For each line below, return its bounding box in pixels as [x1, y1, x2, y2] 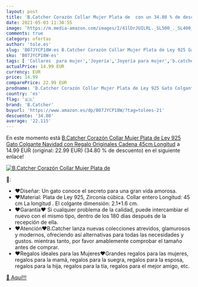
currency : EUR [6, 69, 41, 75]
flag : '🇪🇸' [6, 96, 35, 102]
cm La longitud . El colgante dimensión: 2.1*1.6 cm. [14, 200, 138, 207]
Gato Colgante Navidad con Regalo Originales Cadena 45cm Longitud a [6, 141, 180, 148]
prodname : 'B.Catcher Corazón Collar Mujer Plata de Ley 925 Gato [6, 85, 173, 91]
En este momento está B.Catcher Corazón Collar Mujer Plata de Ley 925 [6, 134, 181, 141]
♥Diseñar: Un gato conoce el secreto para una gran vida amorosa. [14, 187, 177, 194]
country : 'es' [6, 91, 41, 97]
